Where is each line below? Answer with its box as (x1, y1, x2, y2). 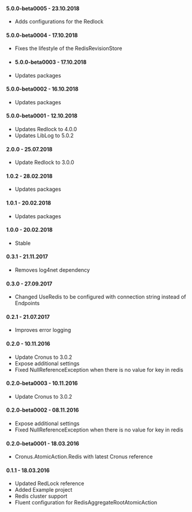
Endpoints (14, 300, 40, 307)
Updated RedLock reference (14, 480, 84, 487)
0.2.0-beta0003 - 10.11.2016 (6, 380, 78, 387)
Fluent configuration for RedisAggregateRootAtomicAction (14, 499, 158, 506)
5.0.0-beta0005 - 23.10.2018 (6, 5, 80, 12)
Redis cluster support (14, 492, 68, 500)
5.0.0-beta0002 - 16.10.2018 (6, 85, 79, 92)
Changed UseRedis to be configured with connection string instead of (14, 293, 186, 300)
